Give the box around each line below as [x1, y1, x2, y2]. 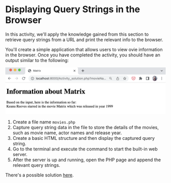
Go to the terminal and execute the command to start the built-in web [12, 146, 158, 152]
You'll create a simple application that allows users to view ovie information [5, 46, 163, 52]
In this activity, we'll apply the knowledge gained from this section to [5, 31, 149, 37]
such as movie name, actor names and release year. [12, 130, 122, 136]
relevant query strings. [12, 162, 61, 168]
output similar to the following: [5, 57, 69, 63]
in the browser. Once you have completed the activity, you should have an [5, 52, 160, 58]
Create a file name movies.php [12, 118, 75, 125]
